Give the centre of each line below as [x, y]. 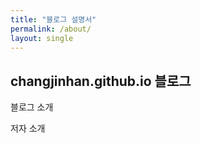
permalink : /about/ [51, 29]
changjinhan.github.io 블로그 [101, 81]
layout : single [42, 38]
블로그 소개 [32, 107]
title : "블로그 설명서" [53, 19]
